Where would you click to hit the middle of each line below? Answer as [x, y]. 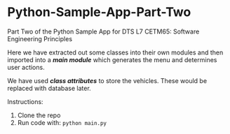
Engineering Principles [40, 38]
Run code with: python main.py [62, 122]
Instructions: [25, 101]
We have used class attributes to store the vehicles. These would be [107, 80]
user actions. [26, 67]
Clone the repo [39, 115]
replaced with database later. [49, 88]
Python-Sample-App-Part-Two [99, 12]
